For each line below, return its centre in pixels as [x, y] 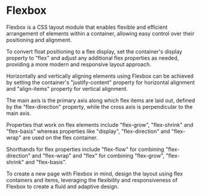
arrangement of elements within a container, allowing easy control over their [100, 33]
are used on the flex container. [60, 137]
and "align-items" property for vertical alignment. [67, 88]
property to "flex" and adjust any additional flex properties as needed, [93, 58]
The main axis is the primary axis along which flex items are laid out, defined [101, 100]
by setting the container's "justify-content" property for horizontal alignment [100, 82]
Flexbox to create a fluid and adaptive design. [63, 186]
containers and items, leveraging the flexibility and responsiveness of [92, 180]
